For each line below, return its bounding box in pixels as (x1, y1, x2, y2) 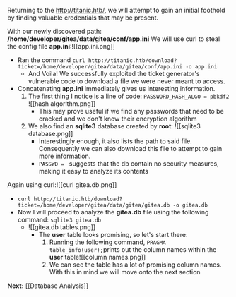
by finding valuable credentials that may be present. (7, 13, 159, 22)
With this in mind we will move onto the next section (49, 268, 201, 276)
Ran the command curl (17, 56, 85, 64)
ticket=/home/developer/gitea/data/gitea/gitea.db (17, 202, 170, 209)
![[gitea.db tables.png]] (28, 223, 96, 231)
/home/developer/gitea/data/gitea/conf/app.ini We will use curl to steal (7, 35, 220, 43)
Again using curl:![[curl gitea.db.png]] (7, 181, 117, 189)
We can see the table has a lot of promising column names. (49, 260, 222, 269)
